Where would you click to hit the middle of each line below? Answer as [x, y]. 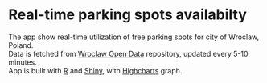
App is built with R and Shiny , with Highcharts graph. [95, 70]
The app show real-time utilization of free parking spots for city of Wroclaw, [134, 37]
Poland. [21, 45]
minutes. [23, 62]
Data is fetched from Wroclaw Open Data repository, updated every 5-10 [128, 53]
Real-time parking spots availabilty [128, 15]
